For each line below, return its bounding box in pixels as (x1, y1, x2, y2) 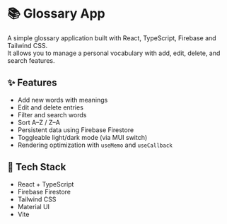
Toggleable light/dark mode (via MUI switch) (17, 133, 148, 141)
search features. (7, 56, 55, 64)
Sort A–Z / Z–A (17, 118, 61, 126)
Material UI (17, 202, 50, 211)
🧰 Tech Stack (7, 161, 66, 173)
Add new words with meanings (17, 95, 108, 104)
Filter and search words (17, 110, 87, 119)
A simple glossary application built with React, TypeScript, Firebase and (7, 33, 217, 42)
